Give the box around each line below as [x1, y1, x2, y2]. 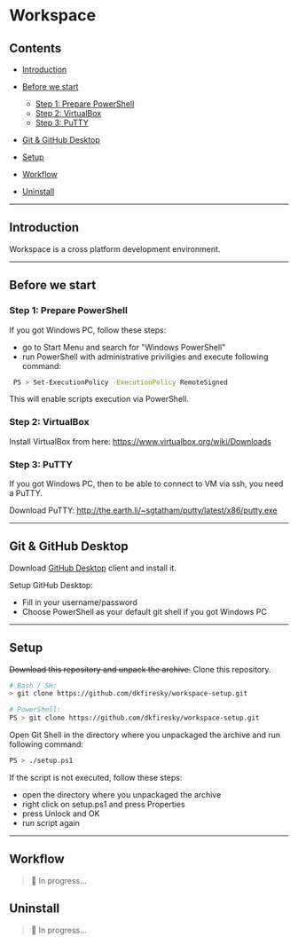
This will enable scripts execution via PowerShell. [9, 394, 189, 405]
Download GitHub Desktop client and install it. [9, 562, 177, 573]
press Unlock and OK [21, 808, 100, 819]
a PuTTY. [9, 487, 43, 498]
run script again [21, 817, 80, 828]
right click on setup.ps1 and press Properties [21, 798, 185, 809]
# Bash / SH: [9, 680, 58, 690]
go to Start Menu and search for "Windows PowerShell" [21, 342, 226, 352]
